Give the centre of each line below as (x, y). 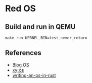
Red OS (21, 9)
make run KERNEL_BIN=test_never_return (46, 38)
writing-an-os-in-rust (34, 75)
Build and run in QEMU (40, 27)
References (23, 53)
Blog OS (21, 65)
